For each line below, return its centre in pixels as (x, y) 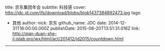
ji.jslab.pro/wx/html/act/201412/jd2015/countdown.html (68, 39)
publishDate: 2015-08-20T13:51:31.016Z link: (95, 28)
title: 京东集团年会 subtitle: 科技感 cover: (46, 7)
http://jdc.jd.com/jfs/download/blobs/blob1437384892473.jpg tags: (73, 13)
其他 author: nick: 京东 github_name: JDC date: (60, 23)
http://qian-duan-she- (35, 34)
